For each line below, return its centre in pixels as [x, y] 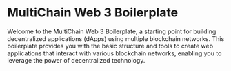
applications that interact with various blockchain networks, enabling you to [114, 53]
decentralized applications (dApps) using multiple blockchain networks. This [116, 38]
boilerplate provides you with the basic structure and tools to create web [110, 46]
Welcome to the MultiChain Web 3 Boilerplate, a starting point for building [112, 31]
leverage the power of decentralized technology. [76, 60]
